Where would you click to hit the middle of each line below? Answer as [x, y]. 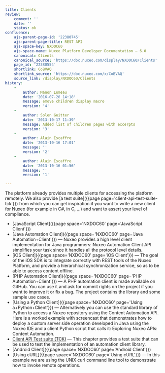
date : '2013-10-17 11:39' [49, 120]
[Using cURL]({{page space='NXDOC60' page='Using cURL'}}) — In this [86, 355]
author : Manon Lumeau [45, 92]
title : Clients [21, 10]
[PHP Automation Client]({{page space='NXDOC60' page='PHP [77, 276]
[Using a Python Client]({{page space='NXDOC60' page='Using [77, 302]
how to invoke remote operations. [46, 365]
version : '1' [36, 175]
